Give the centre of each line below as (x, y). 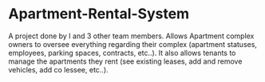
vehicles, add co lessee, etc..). (59, 69)
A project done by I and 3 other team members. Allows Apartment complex (131, 36)
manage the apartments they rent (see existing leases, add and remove (125, 61)
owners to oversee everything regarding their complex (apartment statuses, (133, 44)
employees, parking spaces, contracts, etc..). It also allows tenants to (122, 53)
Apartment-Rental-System (99, 14)
